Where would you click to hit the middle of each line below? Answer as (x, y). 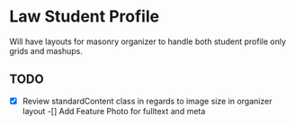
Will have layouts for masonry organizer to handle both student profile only (147, 41)
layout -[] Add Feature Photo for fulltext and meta (114, 111)
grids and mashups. (46, 50)
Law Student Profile (85, 17)
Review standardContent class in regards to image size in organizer (147, 101)
